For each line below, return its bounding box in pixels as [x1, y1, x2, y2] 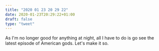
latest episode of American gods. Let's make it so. [5, 40, 109, 46]
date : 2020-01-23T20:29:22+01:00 [5, 12, 75, 17]
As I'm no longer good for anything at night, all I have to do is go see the [5, 35, 154, 41]
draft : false [5, 16, 33, 21]
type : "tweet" [5, 21, 35, 26]
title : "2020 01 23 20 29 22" [5, 7, 69, 12]
